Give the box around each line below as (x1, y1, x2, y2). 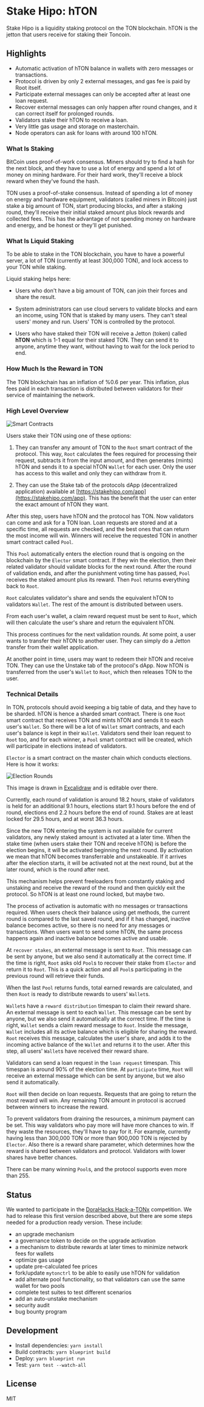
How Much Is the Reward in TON (6, 365, 103, 373)
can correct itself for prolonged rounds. (15, 109, 114, 117)
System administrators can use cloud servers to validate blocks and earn (15, 305, 198, 312)
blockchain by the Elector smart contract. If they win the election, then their (6, 556, 196, 563)
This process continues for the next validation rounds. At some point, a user (6, 630, 196, 638)
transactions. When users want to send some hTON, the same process (6, 928, 183, 935)
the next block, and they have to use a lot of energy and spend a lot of (6, 165, 182, 172)
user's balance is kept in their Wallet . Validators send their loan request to (6, 729, 191, 737)
